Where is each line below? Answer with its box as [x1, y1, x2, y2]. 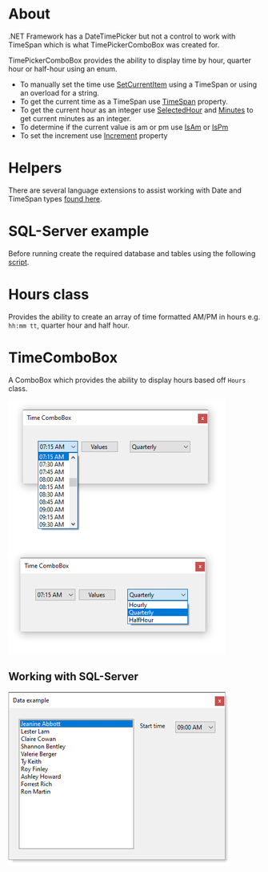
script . [8, 257, 30, 267]
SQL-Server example [8, 222, 150, 241]
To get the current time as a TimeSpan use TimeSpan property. [19, 96, 228, 106]
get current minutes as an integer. [19, 113, 132, 123]
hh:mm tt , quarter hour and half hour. [8, 320, 130, 330]
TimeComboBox [8, 348, 118, 366]
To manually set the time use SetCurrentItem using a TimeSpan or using [19, 79, 258, 89]
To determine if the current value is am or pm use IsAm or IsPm [19, 122, 229, 132]
